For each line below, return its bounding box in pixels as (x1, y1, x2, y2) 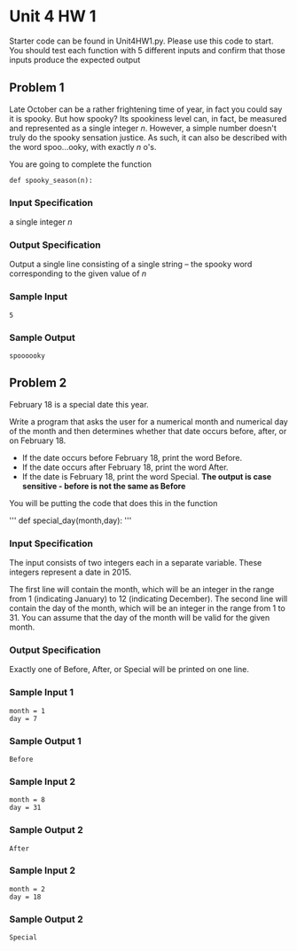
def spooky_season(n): (9, 176, 93, 185)
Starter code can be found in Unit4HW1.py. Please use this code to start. (9, 36, 274, 46)
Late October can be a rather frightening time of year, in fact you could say (9, 104, 283, 115)
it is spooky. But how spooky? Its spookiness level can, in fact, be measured (9, 113, 287, 123)
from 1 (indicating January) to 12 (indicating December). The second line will (9, 593, 288, 605)
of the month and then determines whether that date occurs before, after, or (9, 425, 287, 436)
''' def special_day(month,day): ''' (9, 515, 132, 526)
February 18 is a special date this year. (9, 399, 149, 409)
